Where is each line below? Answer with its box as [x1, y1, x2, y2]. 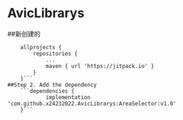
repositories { [33, 50, 78, 57]
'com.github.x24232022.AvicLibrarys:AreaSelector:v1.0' [7, 100, 177, 107]
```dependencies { [20, 87, 75, 94]
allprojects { [20, 44, 62, 51]
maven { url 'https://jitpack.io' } [45, 62, 155, 69]
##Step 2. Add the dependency [7, 81, 98, 89]
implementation [45, 94, 91, 101]
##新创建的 [7, 29, 41, 38]
